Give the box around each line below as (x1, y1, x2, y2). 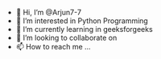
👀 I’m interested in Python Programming (15, 16, 149, 26)
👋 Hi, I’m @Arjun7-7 (15, 8, 82, 17)
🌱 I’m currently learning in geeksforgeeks (15, 25, 153, 33)
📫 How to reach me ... (15, 42, 91, 51)
